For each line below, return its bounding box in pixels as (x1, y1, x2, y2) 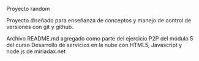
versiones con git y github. (6, 24, 73, 30)
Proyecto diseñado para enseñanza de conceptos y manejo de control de (6, 17, 192, 24)
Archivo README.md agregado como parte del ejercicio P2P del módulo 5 (6, 35, 193, 42)
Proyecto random (6, 5, 50, 12)
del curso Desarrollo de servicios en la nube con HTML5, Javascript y (6, 42, 182, 48)
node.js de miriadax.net (6, 48, 66, 55)
